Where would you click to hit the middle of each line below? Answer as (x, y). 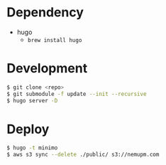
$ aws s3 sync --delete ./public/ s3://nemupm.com (83, 155)
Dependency (45, 12)
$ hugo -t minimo (32, 148)
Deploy (28, 129)
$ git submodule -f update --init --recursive (77, 94)
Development (47, 69)
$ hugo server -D (32, 100)
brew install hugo (55, 40)
